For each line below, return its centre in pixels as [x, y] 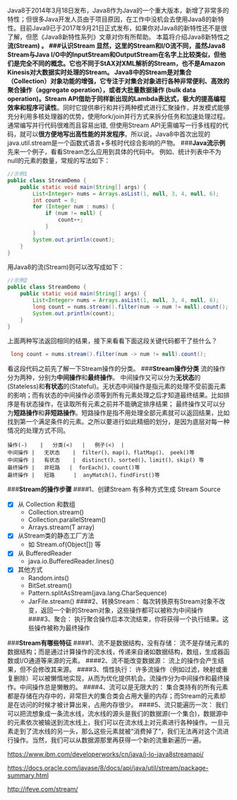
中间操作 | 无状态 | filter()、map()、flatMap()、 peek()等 [101, 453]
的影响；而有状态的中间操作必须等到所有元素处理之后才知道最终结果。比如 [115, 395]
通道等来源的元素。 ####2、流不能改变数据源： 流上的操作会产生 [123, 660]
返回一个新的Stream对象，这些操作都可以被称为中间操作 [122, 610]
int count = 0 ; [55, 200]
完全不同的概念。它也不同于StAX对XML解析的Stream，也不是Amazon [122, 63]
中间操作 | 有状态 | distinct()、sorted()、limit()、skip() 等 [106, 460]
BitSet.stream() [50, 585]
